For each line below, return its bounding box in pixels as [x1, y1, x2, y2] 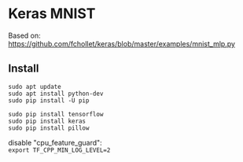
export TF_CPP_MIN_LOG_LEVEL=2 [8, 146, 111, 154]
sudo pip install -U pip [8, 96, 90, 105]
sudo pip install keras [8, 117, 87, 125]
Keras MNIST [8, 5, 96, 23]
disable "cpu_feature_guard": [8, 138, 102, 147]
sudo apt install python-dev [8, 90, 104, 98]
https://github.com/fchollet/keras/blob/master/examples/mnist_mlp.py [8, 39, 236, 48]
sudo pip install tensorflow [8, 110, 104, 118]
